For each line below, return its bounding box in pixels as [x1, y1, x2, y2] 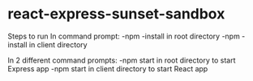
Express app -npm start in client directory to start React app [7, 63, 208, 73]
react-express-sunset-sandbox [7, 5, 225, 23]
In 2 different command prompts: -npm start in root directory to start [7, 55, 236, 65]
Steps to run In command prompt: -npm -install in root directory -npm [7, 31, 240, 41]
